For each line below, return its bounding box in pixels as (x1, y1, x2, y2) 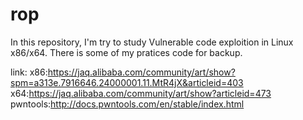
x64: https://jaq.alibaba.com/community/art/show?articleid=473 (10, 87, 272, 99)
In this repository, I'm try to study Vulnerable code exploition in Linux (10, 36, 294, 48)
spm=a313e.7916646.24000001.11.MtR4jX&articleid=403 (10, 76, 244, 88)
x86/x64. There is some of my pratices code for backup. (10, 46, 243, 58)
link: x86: (10, 66, 48, 78)
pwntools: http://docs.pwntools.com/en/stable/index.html (10, 98, 245, 110)
